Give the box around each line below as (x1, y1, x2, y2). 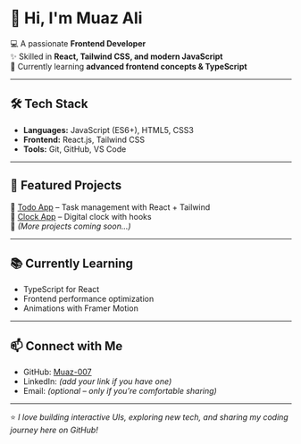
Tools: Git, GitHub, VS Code (22, 143, 127, 155)
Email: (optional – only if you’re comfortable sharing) (22, 386, 217, 397)
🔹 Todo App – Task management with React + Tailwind (10, 201, 211, 213)
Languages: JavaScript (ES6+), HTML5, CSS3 (22, 124, 195, 135)
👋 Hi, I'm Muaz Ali (10, 8, 143, 29)
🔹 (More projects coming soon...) (10, 221, 132, 231)
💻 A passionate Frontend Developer (10, 38, 146, 48)
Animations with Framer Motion (22, 303, 139, 314)
